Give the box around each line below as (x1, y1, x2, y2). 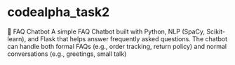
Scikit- (206, 27, 226, 36)
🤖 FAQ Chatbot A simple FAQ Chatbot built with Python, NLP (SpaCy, (7, 27, 206, 36)
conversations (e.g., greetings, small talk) (7, 50, 127, 58)
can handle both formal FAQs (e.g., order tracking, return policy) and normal (7, 42, 227, 50)
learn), (7, 34, 27, 43)
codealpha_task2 (7, 4, 110, 20)
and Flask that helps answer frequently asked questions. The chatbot (27, 34, 228, 43)
